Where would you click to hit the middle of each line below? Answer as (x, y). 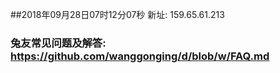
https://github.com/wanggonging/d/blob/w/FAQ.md (140, 56)
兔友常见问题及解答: (58, 43)
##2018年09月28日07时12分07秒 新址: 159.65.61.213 (117, 14)
